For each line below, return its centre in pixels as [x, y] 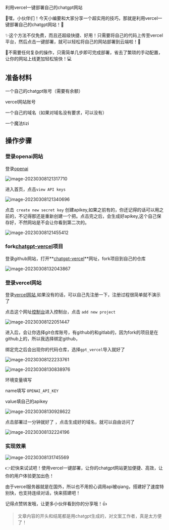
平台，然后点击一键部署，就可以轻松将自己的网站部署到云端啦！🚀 [73, 42]
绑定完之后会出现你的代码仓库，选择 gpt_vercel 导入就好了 [65, 350]
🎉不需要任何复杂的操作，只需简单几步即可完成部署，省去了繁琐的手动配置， [84, 52]
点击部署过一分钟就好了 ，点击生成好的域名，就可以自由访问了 [70, 422]
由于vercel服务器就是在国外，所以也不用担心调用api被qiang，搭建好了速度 [82, 487]
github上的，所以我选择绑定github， [43, 339]
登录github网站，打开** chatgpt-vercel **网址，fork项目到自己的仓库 [75, 258]
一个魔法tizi [17, 123]
